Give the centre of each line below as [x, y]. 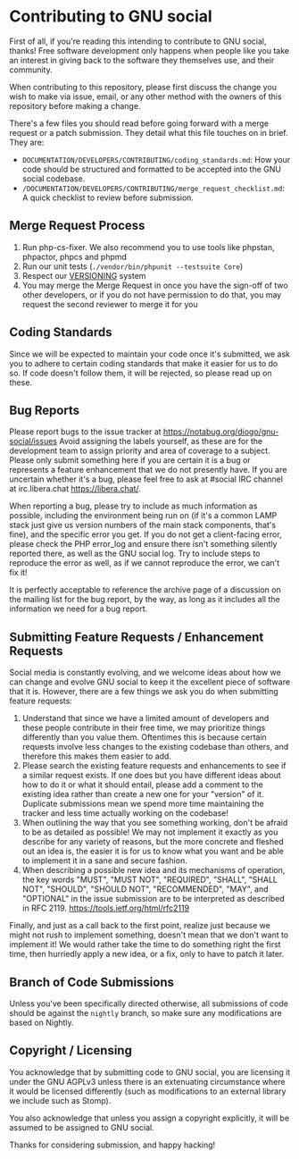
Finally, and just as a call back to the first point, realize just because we [140, 926]
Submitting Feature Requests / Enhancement [137, 637]
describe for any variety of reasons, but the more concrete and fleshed [153, 842]
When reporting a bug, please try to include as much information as [133, 506]
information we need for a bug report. [79, 609]
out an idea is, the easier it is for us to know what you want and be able [153, 852]
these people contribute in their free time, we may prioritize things [144, 728]
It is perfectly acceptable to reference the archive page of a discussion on [145, 590]
